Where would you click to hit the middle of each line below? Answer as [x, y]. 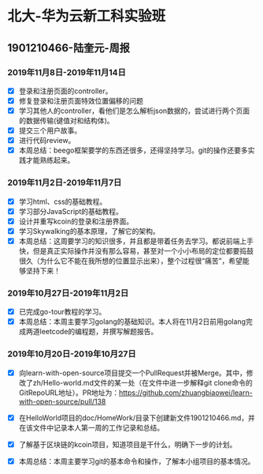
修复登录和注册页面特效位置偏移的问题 [81, 100]
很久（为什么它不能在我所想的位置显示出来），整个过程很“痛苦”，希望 [131, 261]
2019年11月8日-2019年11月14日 [67, 72]
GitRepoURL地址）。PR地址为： [69, 393]
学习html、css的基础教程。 [63, 201]
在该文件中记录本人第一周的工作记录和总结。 [91, 427]
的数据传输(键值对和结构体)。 [67, 121]
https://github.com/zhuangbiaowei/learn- [185, 393]
